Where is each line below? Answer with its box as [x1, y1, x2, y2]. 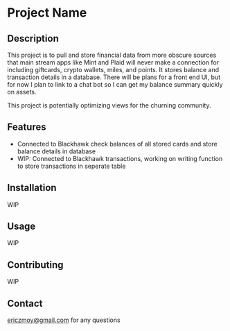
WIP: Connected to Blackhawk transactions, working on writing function [17, 154, 223, 162]
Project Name [7, 5, 87, 21]
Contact [7, 297, 43, 309]
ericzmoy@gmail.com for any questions [7, 316, 121, 324]
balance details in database [17, 147, 96, 155]
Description [7, 33, 59, 44]
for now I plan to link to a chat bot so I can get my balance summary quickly [7, 80, 223, 88]
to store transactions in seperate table [17, 162, 126, 170]
